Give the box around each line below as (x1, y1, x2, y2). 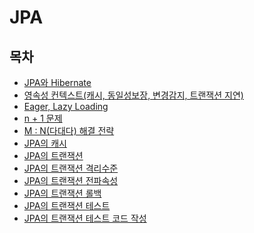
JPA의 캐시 (23, 137, 67, 149)
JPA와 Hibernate (23, 77, 92, 88)
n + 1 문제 (23, 112, 63, 124)
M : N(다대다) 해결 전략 (23, 125, 115, 136)
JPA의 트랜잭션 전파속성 (23, 175, 119, 186)
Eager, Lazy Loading (23, 101, 109, 112)
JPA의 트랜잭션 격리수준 (23, 162, 119, 174)
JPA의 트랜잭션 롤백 (23, 187, 102, 199)
